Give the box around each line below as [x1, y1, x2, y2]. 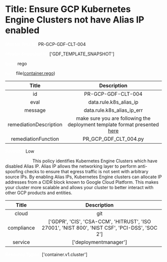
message [24, 106, 46, 113]
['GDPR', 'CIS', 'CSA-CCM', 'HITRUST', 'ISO [48, 218, 151, 225]
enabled [5, 25, 40, 36]
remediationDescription [7, 121, 63, 128]
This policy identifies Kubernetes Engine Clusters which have [32, 158, 158, 164]
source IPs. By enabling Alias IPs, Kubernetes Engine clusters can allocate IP [5, 174, 162, 180]
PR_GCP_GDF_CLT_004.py [83, 135, 144, 142]
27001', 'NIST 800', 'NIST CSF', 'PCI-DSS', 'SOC [41, 224, 158, 231]
